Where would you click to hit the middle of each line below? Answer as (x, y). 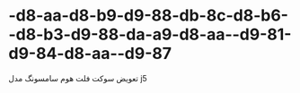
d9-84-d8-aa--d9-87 (90, 54)
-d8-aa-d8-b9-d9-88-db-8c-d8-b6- (149, 16)
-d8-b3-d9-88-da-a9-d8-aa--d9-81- (150, 34)
